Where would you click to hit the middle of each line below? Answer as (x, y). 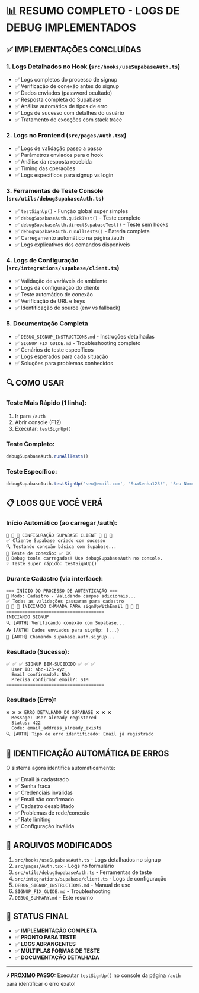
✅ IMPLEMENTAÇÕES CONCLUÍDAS (74, 50)
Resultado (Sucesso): (38, 652)
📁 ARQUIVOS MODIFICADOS (59, 845)
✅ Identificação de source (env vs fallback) (68, 308)
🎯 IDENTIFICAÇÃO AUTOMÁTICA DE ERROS (88, 754)
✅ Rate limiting (33, 820)
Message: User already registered (54, 718)
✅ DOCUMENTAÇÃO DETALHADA (57, 957)
